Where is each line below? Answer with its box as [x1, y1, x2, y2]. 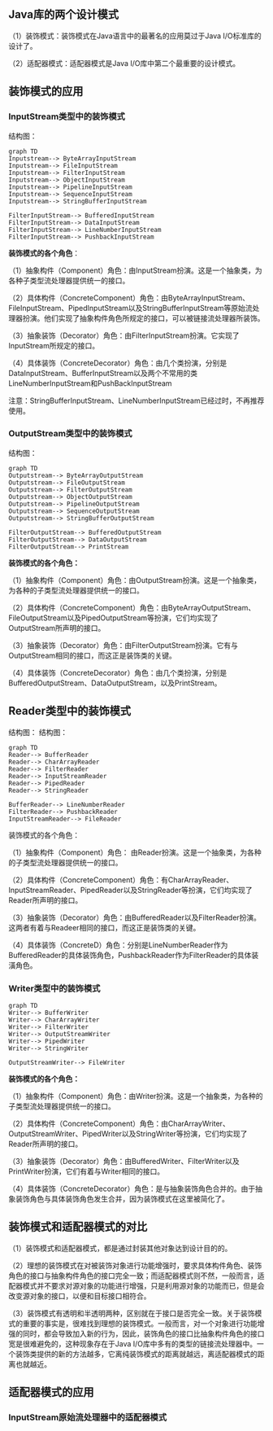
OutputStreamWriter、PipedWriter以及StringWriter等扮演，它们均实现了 [8, 1128, 248, 1138]
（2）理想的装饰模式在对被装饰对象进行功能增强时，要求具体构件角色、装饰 [8, 1260, 262, 1270]
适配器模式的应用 [8, 1385, 94, 1399]
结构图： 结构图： [8, 727, 67, 737]
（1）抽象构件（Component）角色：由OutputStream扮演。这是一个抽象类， [8, 575, 262, 584]
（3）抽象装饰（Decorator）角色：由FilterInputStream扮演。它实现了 [8, 330, 240, 340]
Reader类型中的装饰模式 [8, 704, 132, 718]
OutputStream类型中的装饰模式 [8, 428, 132, 440]
